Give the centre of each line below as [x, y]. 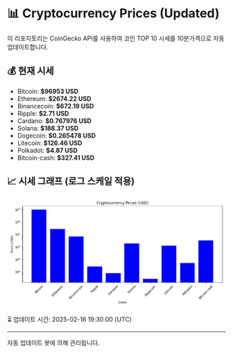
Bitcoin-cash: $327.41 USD [56, 158]
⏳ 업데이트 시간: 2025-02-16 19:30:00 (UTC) [70, 319]
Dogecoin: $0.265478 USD [56, 136]
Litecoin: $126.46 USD [50, 142]
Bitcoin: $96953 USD [48, 91]
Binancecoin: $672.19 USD [55, 106]
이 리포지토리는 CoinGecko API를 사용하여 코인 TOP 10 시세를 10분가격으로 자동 [116, 38]
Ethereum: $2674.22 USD [54, 99]
